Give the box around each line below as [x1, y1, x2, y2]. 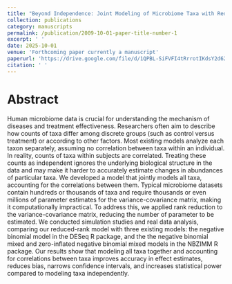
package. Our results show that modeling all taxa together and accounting [7, 247, 218, 255]
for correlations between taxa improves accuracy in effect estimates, [7, 254, 203, 263]
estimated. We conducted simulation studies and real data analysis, [7, 218, 199, 226]
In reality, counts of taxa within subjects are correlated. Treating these [7, 151, 206, 159]
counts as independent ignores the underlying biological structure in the [7, 159, 213, 167]
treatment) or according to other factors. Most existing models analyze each [7, 136, 224, 145]
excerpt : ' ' [7, 36, 45, 43]
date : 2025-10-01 [7, 42, 57, 49]
